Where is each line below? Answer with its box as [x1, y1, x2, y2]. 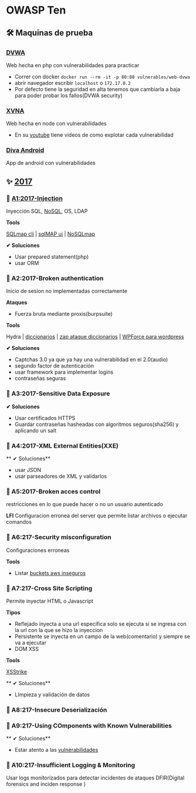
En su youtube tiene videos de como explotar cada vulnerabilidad [14, 131, 174, 138]
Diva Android [6, 146, 45, 154]
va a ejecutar [14, 639, 46, 646]
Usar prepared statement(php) [14, 253, 89, 260]
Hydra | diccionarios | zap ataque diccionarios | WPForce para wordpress [6, 333, 184, 341]
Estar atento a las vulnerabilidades [14, 746, 98, 754]
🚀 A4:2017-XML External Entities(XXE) [6, 441, 119, 450]
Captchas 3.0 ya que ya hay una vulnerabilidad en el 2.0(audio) [14, 356, 168, 363]
